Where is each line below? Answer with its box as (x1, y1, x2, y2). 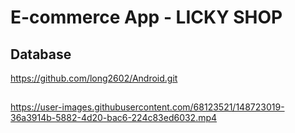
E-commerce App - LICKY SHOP (10, 6, 283, 29)
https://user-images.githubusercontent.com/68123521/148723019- (10, 101, 285, 113)
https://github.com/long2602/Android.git (10, 72, 178, 84)
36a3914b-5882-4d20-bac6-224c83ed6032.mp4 (10, 112, 218, 124)
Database (10, 46, 72, 63)
